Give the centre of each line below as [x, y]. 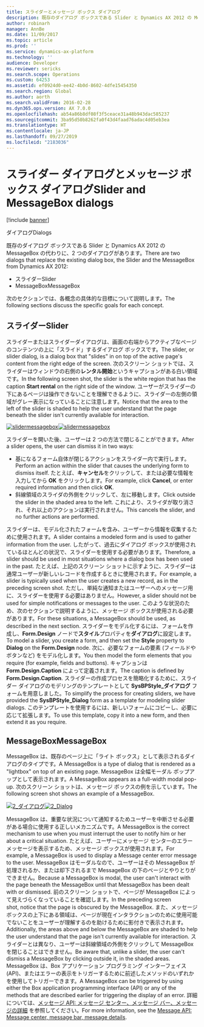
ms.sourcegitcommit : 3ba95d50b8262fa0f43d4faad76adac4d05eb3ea [88, 119]
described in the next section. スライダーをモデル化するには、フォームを [97, 626]
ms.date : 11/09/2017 [32, 35]
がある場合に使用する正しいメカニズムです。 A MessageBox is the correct [98, 827]
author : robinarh [28, 23]
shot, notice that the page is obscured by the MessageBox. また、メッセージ [102, 907]
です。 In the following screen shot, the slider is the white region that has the [101, 378]
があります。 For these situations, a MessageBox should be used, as [91, 618]
